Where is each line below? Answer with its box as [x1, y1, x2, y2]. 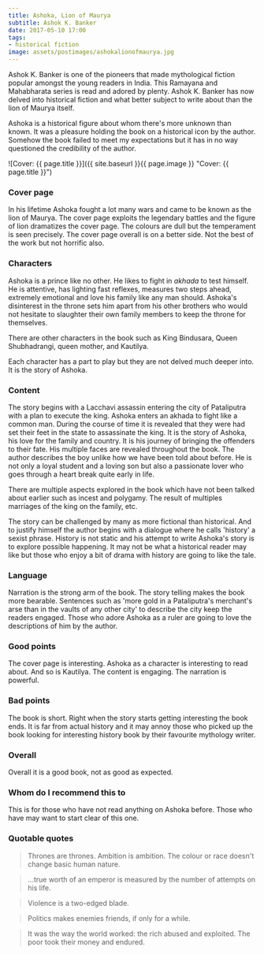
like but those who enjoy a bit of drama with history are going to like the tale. [8, 550, 256, 559]
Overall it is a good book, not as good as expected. [8, 767, 173, 777]
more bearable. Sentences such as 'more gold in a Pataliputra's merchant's [8, 596, 253, 606]
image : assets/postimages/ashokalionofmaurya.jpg [8, 48, 175, 56]
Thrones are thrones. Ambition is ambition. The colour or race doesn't [27, 851, 255, 860]
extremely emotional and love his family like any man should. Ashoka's [8, 292, 237, 302]
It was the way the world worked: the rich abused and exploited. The [27, 929, 251, 938]
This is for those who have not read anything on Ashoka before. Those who [8, 805, 253, 815]
